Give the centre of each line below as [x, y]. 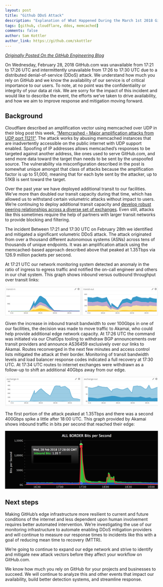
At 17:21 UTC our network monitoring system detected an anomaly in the [77, 264]
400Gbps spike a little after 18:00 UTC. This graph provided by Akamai [76, 419]
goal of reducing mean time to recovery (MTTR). [53, 540]
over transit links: [22, 279]
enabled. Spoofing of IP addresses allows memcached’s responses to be [78, 148]
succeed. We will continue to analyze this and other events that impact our [80, 574]
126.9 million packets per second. [39, 255]
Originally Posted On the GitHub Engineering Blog [55, 55]
